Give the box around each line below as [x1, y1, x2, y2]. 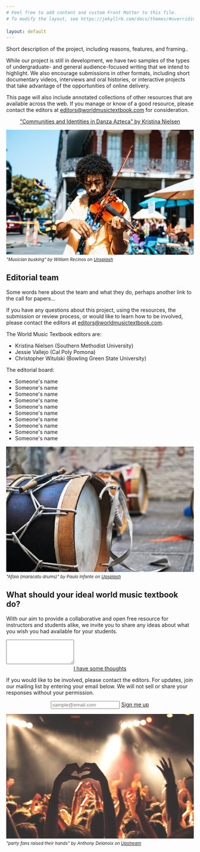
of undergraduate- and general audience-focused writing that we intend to [6, 63, 189, 71]
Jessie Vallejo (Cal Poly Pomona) [14, 348, 96, 355]
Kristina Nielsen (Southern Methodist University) [14, 342, 134, 349]
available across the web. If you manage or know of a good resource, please [6, 100, 194, 107]
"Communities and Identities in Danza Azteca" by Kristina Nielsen [20, 118, 180, 125]
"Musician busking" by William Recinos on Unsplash [6, 256, 113, 262]
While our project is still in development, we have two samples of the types [6, 57, 190, 64]
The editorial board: [6, 366, 55, 373]
